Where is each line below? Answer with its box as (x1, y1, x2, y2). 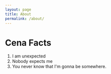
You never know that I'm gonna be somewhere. (12, 64, 107, 70)
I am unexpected (12, 53, 46, 59)
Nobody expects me (12, 58, 53, 64)
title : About (5, 12, 32, 17)
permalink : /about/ (5, 16, 45, 21)
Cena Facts (5, 37, 52, 48)
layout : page (5, 7, 32, 12)
